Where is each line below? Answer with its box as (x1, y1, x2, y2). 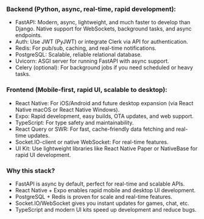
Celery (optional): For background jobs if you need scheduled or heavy (15, 64, 194, 71)
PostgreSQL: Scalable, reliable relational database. (15, 51, 142, 58)
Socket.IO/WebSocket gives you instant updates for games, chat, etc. (15, 200, 190, 207)
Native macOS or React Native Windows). (15, 106, 120, 113)
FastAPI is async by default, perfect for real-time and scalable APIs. (15, 180, 185, 187)
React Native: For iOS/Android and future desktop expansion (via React (15, 99, 194, 106)
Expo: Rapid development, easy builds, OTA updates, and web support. (15, 112, 194, 120)
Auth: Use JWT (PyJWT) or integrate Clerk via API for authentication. (15, 38, 188, 46)
